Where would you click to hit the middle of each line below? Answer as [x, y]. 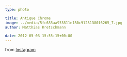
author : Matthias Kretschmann [36, 27]
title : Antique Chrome [28, 18]
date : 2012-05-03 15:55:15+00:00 [39, 36]
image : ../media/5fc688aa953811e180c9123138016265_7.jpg [64, 23]
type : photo [17, 9]
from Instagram [20, 50]
